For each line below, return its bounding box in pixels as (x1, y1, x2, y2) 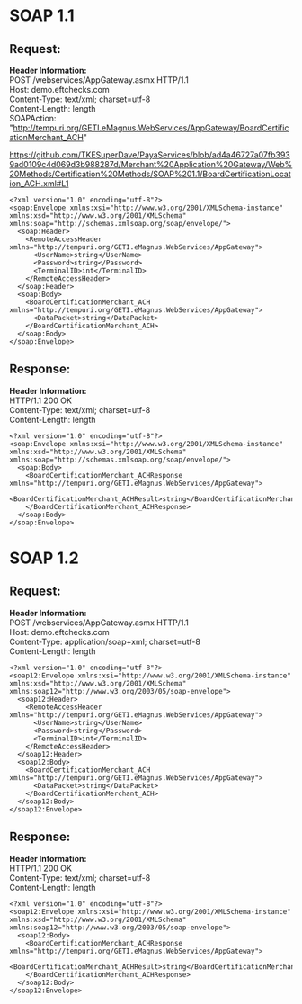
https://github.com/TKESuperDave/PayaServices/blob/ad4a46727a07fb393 (9, 149, 290, 160)
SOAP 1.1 (9, 5, 75, 26)
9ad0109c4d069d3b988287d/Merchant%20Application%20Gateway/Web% (9, 159, 293, 169)
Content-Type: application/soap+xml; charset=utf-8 (9, 636, 200, 647)
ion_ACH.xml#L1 (9, 178, 69, 189)
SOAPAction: (9, 113, 57, 123)
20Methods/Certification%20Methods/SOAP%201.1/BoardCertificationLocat (9, 168, 291, 179)
